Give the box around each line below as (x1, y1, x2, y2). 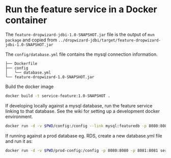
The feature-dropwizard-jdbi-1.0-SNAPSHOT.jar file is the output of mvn (5, 31, 155, 37)
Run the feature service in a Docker (5, 4, 157, 15)
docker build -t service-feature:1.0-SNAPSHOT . (5, 93, 110, 98)
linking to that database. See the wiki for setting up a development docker (5, 108, 160, 114)
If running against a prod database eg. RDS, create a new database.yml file (5, 132, 162, 139)
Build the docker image (5, 83, 54, 89)
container (5, 14, 47, 26)
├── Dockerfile (5, 61, 38, 66)
